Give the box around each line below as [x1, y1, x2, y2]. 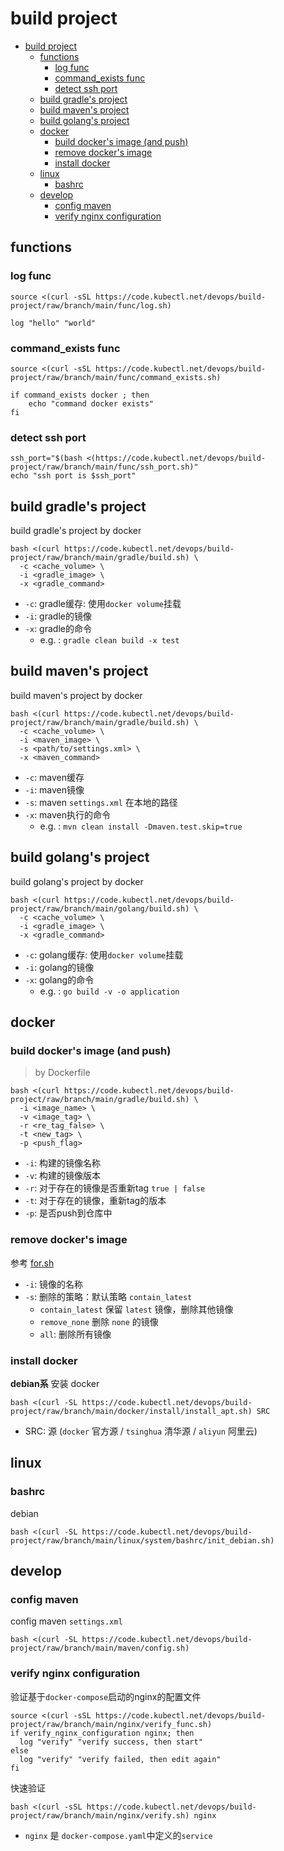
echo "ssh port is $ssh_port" [10, 471, 137, 481]
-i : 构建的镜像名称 [24, 1157, 102, 1169]
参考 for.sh [10, 1257, 55, 1269]
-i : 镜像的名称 [24, 1278, 84, 1290]
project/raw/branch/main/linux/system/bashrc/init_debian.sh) [10, 1535, 275, 1546]
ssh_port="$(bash [10, 453, 83, 464]
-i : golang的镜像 [24, 961, 95, 973]
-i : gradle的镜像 [24, 610, 92, 622]
